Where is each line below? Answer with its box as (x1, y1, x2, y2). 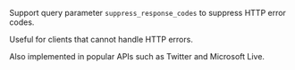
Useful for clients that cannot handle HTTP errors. (9, 35, 194, 44)
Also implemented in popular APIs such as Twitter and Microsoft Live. (9, 51, 265, 61)
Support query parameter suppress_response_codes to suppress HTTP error (9, 8, 286, 18)
